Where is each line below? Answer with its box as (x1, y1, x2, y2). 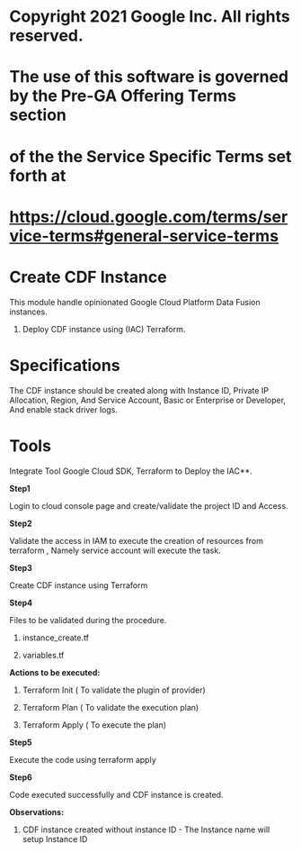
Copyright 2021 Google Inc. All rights (9, 6, 290, 27)
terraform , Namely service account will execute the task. (9, 545, 222, 556)
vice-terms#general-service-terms (9, 225, 279, 246)
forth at (9, 165, 66, 186)
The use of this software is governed (9, 67, 289, 87)
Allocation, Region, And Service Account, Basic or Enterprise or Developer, (9, 394, 286, 405)
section (9, 105, 67, 125)
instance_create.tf (22, 632, 90, 643)
